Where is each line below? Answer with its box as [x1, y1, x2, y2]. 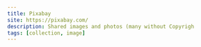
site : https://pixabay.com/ [7, 17, 89, 23]
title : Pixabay [7, 10, 51, 17]
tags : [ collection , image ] [7, 29, 86, 37]
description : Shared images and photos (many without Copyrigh [7, 23, 195, 30]
